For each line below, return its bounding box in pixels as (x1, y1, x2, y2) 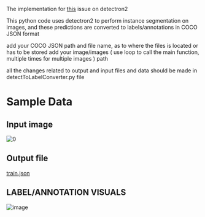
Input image (6, 119, 53, 129)
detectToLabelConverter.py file (6, 74, 85, 80)
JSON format (6, 30, 40, 37)
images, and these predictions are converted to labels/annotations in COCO (6, 24, 198, 31)
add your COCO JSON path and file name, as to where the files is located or (6, 42, 198, 49)
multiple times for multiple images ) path (6, 55, 109, 62)
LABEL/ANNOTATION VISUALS (6, 187, 126, 198)
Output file (6, 153, 48, 164)
